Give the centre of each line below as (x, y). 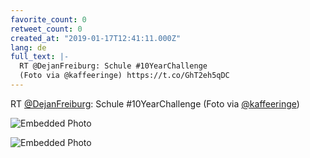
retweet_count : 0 (46, 29)
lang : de (28, 47)
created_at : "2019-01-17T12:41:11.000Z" (96, 38)
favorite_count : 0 (48, 19)
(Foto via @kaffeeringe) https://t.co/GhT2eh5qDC (124, 76)
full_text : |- (40, 57)
